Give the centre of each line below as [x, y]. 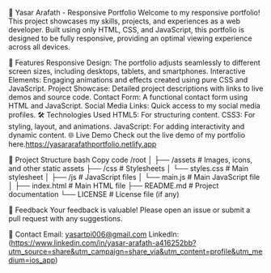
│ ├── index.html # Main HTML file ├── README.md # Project [114, 186]
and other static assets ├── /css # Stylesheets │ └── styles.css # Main [129, 168]
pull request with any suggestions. [66, 218]
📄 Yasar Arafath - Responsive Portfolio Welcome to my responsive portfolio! [134, 13]
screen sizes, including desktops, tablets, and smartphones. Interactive [127, 71]
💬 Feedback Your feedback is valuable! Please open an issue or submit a [129, 210]
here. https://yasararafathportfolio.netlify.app [83, 144]
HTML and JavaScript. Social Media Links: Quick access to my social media [134, 106]
